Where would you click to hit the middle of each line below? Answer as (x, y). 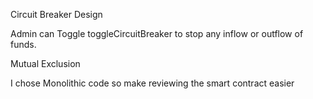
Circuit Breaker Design (56, 14)
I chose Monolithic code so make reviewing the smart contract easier (152, 83)
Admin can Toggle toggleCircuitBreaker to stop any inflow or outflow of (157, 33)
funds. (23, 44)
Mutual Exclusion (45, 63)
